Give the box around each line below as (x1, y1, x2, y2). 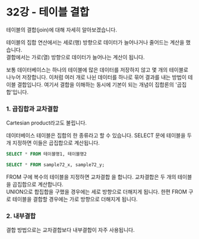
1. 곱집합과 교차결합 (6, 104, 59, 113)
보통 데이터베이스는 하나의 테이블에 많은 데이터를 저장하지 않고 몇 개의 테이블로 (6, 66, 189, 73)
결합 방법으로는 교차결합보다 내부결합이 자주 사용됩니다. (6, 227, 135, 234)
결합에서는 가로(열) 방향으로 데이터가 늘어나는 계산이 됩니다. (6, 53, 145, 60)
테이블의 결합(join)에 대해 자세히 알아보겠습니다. (6, 26, 118, 33)
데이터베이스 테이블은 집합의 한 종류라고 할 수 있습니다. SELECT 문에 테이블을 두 (6, 132, 192, 139)
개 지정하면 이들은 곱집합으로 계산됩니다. (6, 139, 100, 146)
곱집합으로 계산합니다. (12, 180, 64, 187)
